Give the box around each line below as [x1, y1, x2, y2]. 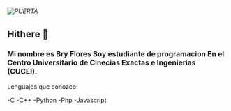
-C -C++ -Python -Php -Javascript [7, 96, 107, 104]
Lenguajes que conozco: [7, 82, 78, 91]
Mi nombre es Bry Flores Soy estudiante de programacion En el [7, 49, 225, 59]
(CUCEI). [7, 67, 38, 76]
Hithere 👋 [7, 28, 49, 40]
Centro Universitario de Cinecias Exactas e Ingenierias [7, 58, 196, 67]
